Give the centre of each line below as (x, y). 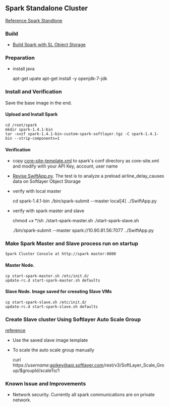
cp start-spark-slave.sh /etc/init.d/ (46, 302)
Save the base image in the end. (39, 103)
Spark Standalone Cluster (47, 8)
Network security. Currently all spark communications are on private (83, 395)
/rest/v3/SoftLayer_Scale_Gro (134, 365)
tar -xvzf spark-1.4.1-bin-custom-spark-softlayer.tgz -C (67, 134)
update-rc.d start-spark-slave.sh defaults (52, 307)
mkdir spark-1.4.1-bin (29, 129)
